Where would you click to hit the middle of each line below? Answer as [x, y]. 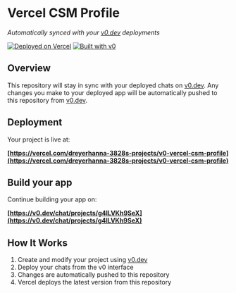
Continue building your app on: [52, 199]
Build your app [40, 182]
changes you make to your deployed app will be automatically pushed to [112, 92]
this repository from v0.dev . [48, 100]
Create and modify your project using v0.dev [82, 260]
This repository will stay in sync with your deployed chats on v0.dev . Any [113, 85]
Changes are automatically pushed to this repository [93, 275]
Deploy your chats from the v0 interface [75, 267]
